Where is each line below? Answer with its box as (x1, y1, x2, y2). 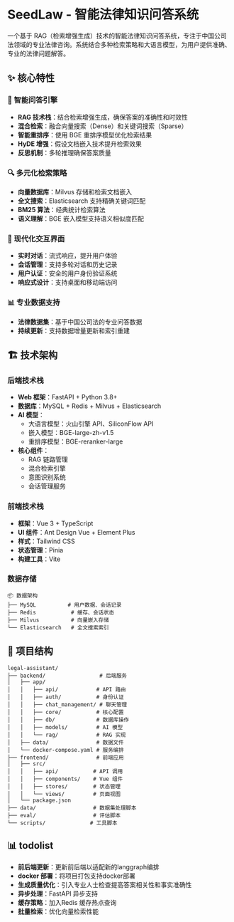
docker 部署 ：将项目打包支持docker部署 (17, 871, 136, 880)
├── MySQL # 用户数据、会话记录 (7, 601, 122, 609)
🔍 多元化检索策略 (7, 168, 67, 178)
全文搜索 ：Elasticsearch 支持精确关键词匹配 (17, 197, 146, 205)
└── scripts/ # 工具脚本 (7, 819, 118, 827)
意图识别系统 (28, 473, 66, 481)
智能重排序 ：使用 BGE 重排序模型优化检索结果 (17, 130, 152, 139)
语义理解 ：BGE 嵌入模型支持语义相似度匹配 (17, 214, 144, 223)
